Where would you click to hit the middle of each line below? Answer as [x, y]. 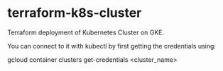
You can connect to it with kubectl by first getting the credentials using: [112, 46]
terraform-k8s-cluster [75, 13]
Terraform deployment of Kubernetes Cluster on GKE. [86, 32]
